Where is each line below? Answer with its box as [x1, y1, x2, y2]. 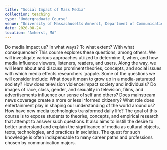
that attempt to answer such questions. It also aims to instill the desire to [5, 118, 154, 124]
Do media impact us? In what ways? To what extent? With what [5, 44, 134, 50]
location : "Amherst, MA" [5, 30, 57, 35]
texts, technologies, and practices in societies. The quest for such [5, 129, 140, 135]
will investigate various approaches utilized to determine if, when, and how [5, 55, 158, 60]
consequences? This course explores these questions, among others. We [5, 49, 156, 55]
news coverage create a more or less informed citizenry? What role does [5, 97, 154, 103]
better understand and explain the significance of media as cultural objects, [5, 124, 160, 130]
